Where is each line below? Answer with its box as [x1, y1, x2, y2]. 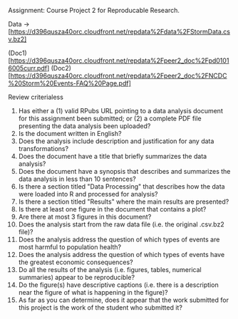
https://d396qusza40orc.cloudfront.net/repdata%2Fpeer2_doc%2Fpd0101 [10, 56, 229, 65]
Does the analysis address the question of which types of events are [18, 235, 220, 244]
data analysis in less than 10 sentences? [18, 174, 136, 183]
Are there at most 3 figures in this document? [18, 213, 152, 221]
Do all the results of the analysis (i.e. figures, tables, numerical [18, 266, 202, 273]
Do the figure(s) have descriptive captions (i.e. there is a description [18, 281, 219, 289]
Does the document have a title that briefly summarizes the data [18, 152, 207, 160]
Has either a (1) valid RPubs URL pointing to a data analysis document [18, 107, 223, 115]
